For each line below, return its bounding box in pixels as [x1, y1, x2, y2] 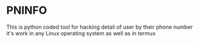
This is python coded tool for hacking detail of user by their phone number [6, 23, 193, 30]
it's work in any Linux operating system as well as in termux [6, 29, 156, 36]
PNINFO [6, 4, 47, 17]
